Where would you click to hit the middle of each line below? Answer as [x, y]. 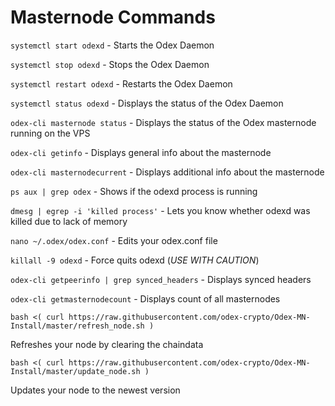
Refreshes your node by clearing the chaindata [107, 344]
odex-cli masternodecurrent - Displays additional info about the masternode [167, 172]
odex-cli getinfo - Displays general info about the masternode [141, 152]
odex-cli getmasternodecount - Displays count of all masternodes [145, 298]
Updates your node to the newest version [95, 390]
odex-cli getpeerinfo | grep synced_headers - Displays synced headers [161, 279]
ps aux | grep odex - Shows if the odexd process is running [134, 191]
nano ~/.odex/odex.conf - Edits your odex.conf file [114, 240]
